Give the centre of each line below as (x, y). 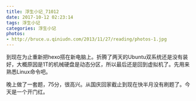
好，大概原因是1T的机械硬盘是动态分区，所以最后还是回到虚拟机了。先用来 (98, 64)
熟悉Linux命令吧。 (29, 72)
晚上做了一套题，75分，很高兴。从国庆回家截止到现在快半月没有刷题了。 (96, 84)
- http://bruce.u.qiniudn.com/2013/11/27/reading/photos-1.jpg (87, 39)
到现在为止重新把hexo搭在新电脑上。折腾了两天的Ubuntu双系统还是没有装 (97, 57)
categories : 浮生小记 (31, 28)
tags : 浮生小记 (23, 23)
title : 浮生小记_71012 (33, 12)
